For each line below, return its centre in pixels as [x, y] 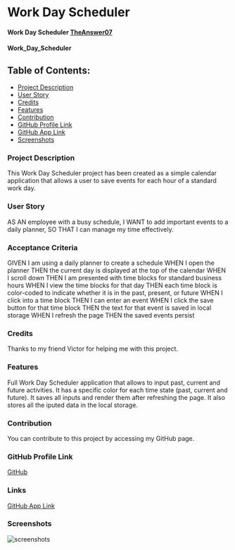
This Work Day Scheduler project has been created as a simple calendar [112, 173]
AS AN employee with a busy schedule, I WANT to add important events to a [118, 222]
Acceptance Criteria [43, 247]
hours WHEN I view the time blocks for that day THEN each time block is [113, 285]
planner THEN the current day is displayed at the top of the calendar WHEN [117, 270]
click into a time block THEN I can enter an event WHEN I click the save [110, 301]
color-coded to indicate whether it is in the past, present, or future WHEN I [115, 293]
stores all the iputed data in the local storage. [73, 405]
